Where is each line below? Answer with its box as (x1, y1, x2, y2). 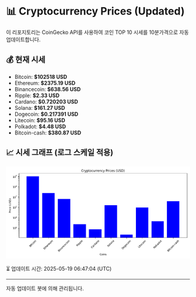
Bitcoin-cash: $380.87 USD (14, 129, 82, 136)
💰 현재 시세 (6, 55, 45, 65)
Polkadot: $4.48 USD (14, 123, 66, 130)
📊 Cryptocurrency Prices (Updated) (6, 5, 185, 18)
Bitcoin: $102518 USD (14, 73, 67, 80)
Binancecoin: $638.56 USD (14, 85, 81, 92)
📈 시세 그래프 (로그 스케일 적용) (6, 147, 114, 158)
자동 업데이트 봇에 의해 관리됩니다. (6, 285, 84, 292)
